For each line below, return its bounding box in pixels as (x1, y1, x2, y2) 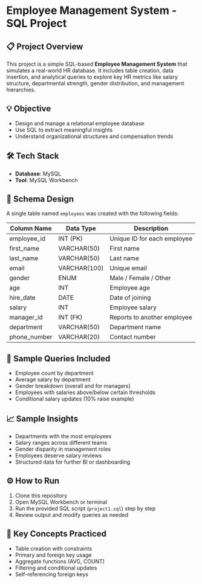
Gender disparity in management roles (15, 445, 111, 453)
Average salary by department (15, 376, 91, 383)
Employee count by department (15, 370, 94, 377)
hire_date (9, 294, 36, 302)
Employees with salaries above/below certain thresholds (15, 389, 156, 396)
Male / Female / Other (109, 274, 171, 282)
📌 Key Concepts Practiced (6, 529, 107, 539)
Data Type (65, 225, 97, 233)
